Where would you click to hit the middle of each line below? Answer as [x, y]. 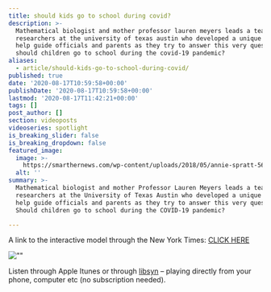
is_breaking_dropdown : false [57, 143]
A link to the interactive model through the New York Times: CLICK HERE [129, 240]
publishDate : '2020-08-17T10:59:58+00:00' [81, 90]
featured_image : [35, 150]
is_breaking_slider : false [54, 135]
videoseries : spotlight [48, 128]
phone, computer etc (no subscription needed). [87, 280]
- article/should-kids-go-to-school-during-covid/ [102, 68]
